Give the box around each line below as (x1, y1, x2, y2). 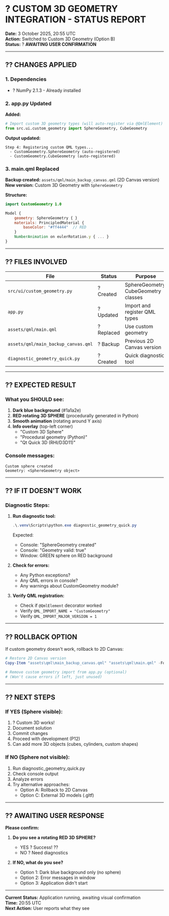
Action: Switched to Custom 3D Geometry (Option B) (5, 36, 116, 42)
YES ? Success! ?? (20, 844, 59, 850)
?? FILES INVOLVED (5, 258, 67, 266)
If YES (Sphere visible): (5, 708, 63, 715)
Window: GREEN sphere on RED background (20, 553, 113, 559)
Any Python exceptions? (20, 572, 70, 578)
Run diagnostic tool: (12, 513, 56, 519)
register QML (125, 308, 156, 315)
